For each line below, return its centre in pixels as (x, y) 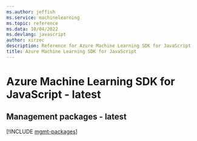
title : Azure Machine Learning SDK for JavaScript (72, 52)
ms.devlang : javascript (36, 35)
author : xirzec (25, 40)
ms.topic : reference (32, 23)
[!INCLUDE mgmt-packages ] (42, 131)
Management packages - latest (67, 117)
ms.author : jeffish (31, 12)
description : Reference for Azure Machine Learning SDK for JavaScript (98, 46)
